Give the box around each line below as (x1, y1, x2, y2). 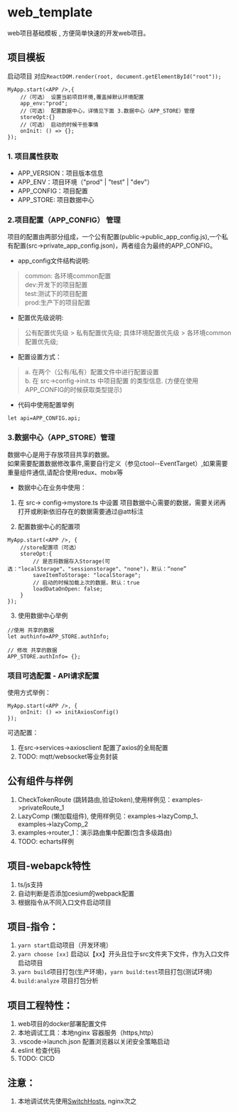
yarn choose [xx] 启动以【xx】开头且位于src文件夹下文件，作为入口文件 (17, 950, 229, 958)
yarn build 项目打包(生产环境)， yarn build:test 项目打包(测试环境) (17, 968, 213, 976)
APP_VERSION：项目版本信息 (17, 169, 104, 178)
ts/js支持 (17, 880, 43, 889)
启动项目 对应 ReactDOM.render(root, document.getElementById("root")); (7, 72, 222, 80)
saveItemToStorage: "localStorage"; (33, 571, 141, 578)
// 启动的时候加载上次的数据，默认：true (33, 579, 140, 586)
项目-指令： (7, 921, 59, 933)
